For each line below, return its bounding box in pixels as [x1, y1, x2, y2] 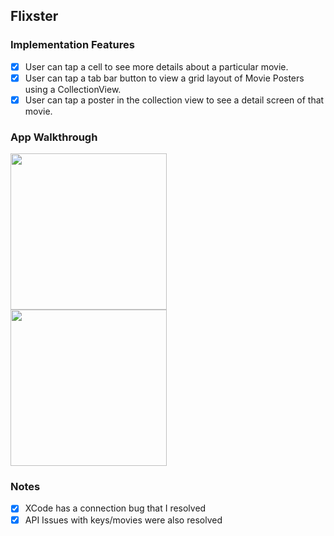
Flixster [10, 8, 59, 25]
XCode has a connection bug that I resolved [24, 502, 207, 514]
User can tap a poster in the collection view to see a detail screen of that [24, 94, 325, 106]
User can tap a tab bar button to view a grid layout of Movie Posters [24, 72, 305, 84]
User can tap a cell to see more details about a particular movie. [24, 60, 289, 73]
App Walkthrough [10, 130, 98, 144]
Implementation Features [10, 38, 135, 52]
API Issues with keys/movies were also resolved [24, 514, 223, 526]
